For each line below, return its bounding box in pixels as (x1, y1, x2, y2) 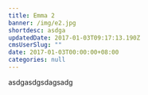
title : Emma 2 (8, 11, 56, 20)
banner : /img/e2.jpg (8, 19, 77, 27)
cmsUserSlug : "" (8, 41, 62, 49)
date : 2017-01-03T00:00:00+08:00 (8, 48, 119, 56)
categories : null (8, 56, 66, 64)
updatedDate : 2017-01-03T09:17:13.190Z (8, 33, 141, 42)
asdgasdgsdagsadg (8, 77, 73, 87)
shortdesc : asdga (8, 26, 66, 34)
